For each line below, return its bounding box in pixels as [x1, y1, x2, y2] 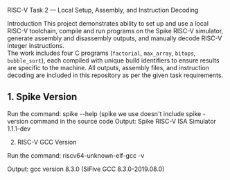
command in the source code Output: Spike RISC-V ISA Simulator [30, 117, 217, 125]
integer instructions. [7, 42, 64, 49]
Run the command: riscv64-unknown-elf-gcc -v [7, 151, 145, 159]
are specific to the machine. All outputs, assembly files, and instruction [7, 64, 210, 72]
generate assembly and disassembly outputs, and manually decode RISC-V [7, 34, 222, 42]
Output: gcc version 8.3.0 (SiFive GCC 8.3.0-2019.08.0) [7, 165, 165, 173]
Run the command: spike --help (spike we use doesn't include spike [7, 109, 202, 117]
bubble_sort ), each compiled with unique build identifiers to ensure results [7, 56, 220, 65]
